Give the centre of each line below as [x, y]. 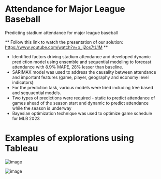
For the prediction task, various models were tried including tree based [82, 87]
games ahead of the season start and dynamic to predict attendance [80, 103]
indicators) [23, 82]
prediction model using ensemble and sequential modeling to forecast [81, 62]
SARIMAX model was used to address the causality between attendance [84, 72]
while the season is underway [42, 108]
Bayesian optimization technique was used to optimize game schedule [82, 113]
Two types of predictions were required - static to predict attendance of [84, 98]
